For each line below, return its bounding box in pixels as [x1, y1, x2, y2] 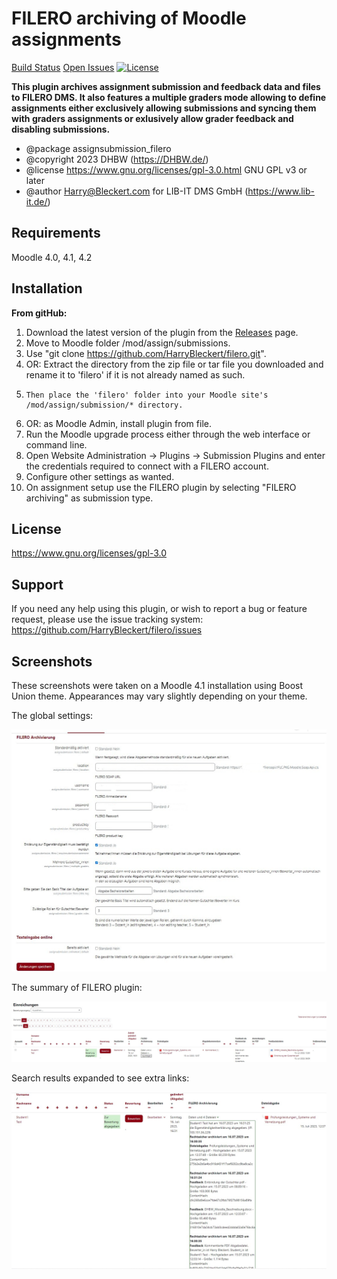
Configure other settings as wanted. [25, 470, 175, 482]
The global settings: [11, 710, 94, 721]
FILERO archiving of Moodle [11, 7, 247, 30]
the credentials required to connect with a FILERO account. [25, 460, 269, 472]
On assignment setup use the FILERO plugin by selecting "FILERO [25, 481, 297, 493]
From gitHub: [11, 307, 68, 319]
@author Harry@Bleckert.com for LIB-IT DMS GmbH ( [25, 185, 249, 197]
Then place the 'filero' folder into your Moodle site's [25, 390, 269, 400]
